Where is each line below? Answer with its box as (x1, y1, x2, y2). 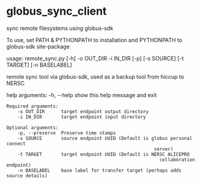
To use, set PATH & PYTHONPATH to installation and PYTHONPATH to (6, 36, 183, 43)
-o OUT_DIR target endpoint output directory (17, 108, 149, 114)
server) (153, 145, 174, 152)
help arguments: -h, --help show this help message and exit (6, 91, 157, 98)
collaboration (159, 156, 196, 163)
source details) (6, 172, 48, 178)
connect (6, 141, 26, 147)
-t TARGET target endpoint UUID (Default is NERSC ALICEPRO (17, 151, 190, 157)
